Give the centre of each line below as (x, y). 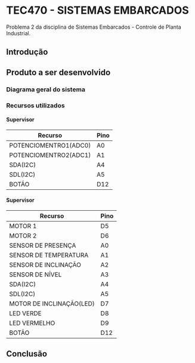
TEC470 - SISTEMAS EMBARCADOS (97, 10)
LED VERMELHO (32, 323)
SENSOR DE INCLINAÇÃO (45, 264)
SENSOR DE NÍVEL (35, 274)
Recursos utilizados (35, 105)
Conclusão (27, 354)
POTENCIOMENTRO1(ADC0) (50, 145)
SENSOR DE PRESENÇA (43, 245)
